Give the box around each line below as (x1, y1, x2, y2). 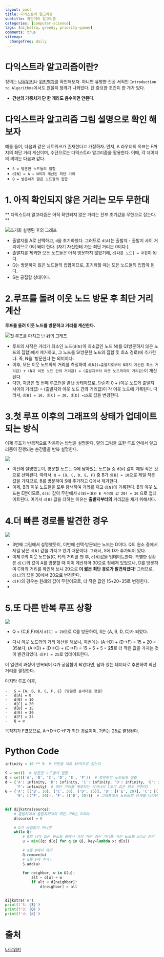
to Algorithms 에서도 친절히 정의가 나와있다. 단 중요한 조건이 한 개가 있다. (5, 85, 145, 90)
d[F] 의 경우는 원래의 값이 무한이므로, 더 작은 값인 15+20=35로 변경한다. (12, 578, 149, 584)
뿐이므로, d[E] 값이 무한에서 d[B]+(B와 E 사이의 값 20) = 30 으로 (23, 490, 148, 496)
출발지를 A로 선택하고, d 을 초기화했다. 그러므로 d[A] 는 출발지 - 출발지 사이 (12, 238, 153, 243)
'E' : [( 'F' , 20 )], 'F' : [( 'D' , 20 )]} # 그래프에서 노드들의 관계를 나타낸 (16, 793, 158, 798)
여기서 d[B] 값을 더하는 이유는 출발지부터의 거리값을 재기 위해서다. (30, 497, 157, 502)
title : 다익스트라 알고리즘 (5, 12, 53, 17)
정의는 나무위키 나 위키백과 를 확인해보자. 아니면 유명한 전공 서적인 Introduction (5, 79, 156, 85)
